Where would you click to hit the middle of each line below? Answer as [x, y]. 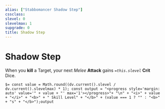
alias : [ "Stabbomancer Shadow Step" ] [44, 10]
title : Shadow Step [25, 32]
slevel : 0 [15, 19]
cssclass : [15, 14]
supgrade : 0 [17, 28]
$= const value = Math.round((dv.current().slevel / [61, 84]
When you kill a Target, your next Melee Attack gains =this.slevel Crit [78, 70]
